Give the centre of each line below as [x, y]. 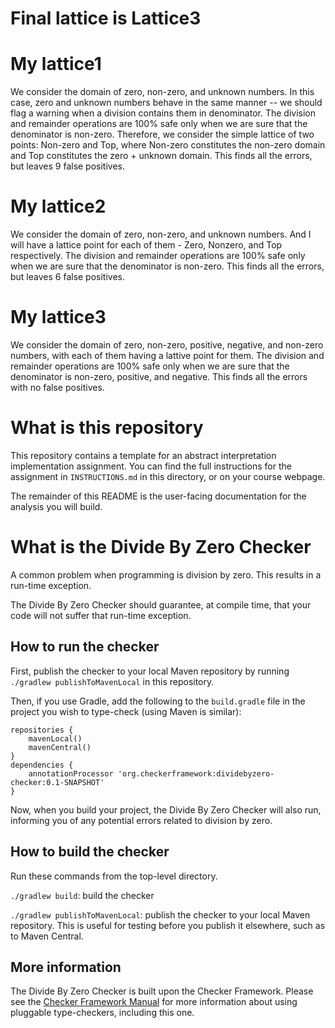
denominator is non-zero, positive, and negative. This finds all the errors [159, 376]
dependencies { [42, 765]
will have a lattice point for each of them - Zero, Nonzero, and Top [146, 245]
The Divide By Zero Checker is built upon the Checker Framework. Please [162, 991]
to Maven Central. [47, 936]
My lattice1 [56, 64]
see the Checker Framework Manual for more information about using [154, 1002]
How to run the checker [85, 647]
